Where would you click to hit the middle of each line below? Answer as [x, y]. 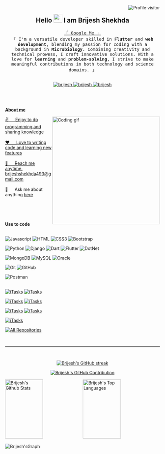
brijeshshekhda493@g [28, 174]
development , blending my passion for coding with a [82, 44]
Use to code [18, 224]
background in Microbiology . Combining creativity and [82, 49]
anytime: [14, 168]
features [14, 152]
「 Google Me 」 [82, 33]
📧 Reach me [20, 163]
